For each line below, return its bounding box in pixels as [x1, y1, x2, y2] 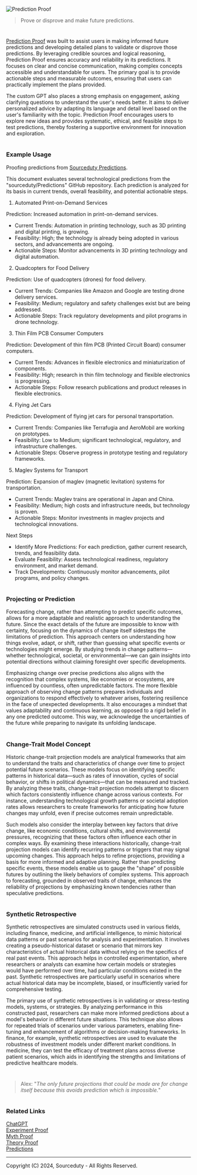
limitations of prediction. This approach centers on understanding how [6, 633, 176, 640]
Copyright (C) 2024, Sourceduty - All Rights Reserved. [6, 1162, 138, 1169]
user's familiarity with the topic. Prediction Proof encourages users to [6, 112, 174, 119]
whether [6, 652, 26, 659]
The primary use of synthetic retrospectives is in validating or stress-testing [6, 997, 189, 1004]
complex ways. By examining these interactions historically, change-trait [6, 839, 181, 846]
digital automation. [14, 253, 60, 260]
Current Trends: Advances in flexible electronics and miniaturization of [14, 359, 186, 366]
